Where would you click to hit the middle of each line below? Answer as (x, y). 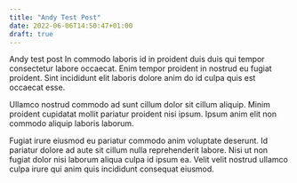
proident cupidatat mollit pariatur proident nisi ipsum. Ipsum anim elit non (143, 114)
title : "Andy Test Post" (55, 17)
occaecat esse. (37, 88)
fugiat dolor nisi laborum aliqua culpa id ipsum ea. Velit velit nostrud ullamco (149, 160)
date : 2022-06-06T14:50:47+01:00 (71, 26)
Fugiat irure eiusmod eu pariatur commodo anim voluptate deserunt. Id (139, 141)
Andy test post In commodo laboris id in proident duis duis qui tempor (137, 60)
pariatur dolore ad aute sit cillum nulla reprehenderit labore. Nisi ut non (139, 150)
